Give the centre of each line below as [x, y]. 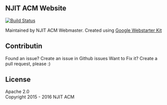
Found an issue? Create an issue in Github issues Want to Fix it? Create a [81, 58]
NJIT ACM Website [36, 8]
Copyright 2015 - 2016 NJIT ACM [40, 97]
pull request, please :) [28, 64]
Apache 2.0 [17, 92]
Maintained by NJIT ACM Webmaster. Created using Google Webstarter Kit [84, 30]
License [18, 80]
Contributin [24, 46]
